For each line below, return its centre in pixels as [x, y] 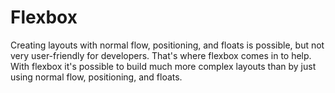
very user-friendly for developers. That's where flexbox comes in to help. [161, 55]
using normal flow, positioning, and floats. [96, 77]
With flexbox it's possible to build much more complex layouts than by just [163, 66]
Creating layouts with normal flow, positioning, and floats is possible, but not [167, 45]
